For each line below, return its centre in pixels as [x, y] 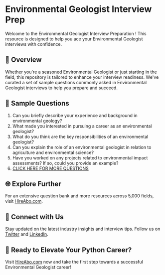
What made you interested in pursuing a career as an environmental [82, 126]
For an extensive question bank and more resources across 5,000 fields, [80, 196]
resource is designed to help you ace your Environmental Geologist [74, 39]
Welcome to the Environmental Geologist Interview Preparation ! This [76, 33]
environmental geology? [37, 121]
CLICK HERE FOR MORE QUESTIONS [50, 168]
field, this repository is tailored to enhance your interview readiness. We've [82, 77]
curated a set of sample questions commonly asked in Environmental [76, 82]
